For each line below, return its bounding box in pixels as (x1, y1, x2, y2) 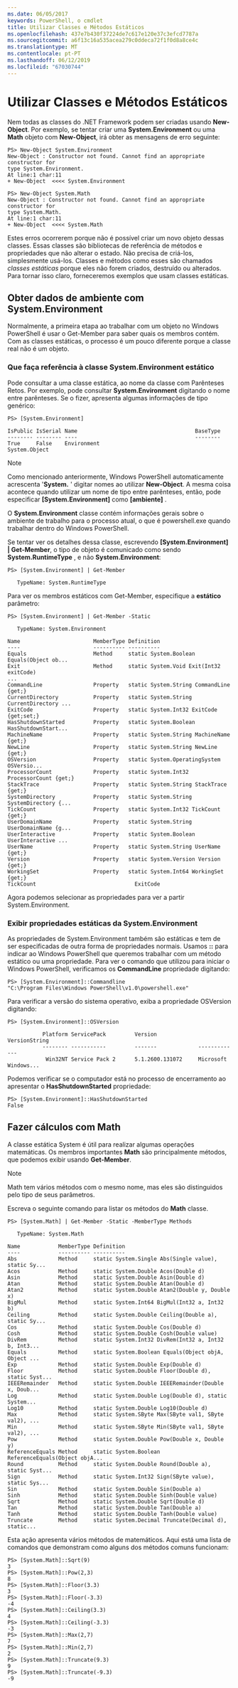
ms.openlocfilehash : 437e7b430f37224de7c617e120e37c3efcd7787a (7, 30, 199, 38)
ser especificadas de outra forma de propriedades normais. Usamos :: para (7, 942, 229, 950)
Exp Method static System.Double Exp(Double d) (7, 1361, 202, 1368)
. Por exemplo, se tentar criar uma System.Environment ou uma (27, 125, 215, 134)
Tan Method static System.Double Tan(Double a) (7, 1504, 202, 1512)
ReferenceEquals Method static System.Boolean (7, 1448, 161, 1455)
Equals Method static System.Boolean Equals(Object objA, (7, 1349, 224, 1356)
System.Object (7, 446, 50, 453)
